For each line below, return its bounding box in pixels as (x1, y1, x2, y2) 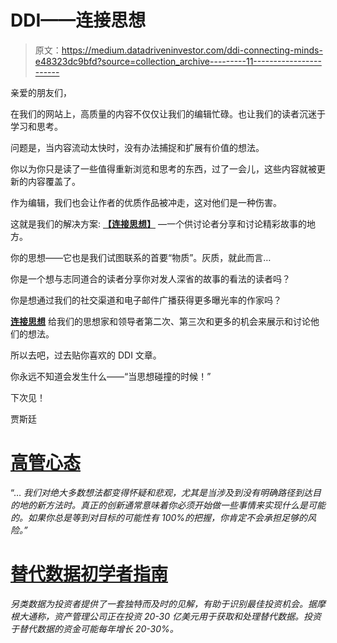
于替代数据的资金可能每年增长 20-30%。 (10, 622, 179, 635)
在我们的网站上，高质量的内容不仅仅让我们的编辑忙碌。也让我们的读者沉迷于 (10, 107, 326, 120)
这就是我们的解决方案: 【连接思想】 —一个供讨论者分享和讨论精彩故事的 (10, 217, 307, 230)
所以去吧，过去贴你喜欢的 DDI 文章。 (10, 349, 162, 361)
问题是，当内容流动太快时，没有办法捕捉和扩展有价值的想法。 (10, 141, 265, 153)
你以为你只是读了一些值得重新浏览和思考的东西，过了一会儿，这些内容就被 (10, 162, 317, 175)
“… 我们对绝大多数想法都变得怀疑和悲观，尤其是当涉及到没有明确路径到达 (10, 486, 313, 498)
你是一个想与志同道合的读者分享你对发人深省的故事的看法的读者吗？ (10, 272, 291, 285)
